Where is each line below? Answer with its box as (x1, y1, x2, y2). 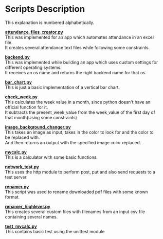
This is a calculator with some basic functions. (5, 154, 98, 160)
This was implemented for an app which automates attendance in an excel (5, 34, 154, 40)
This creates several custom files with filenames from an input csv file (5, 209, 145, 215)
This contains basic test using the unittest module (5, 228, 105, 234)
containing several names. (5, 214, 58, 219)
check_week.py (5, 94, 38, 100)
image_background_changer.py (5, 124, 71, 130)
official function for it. (5, 104, 48, 110)
